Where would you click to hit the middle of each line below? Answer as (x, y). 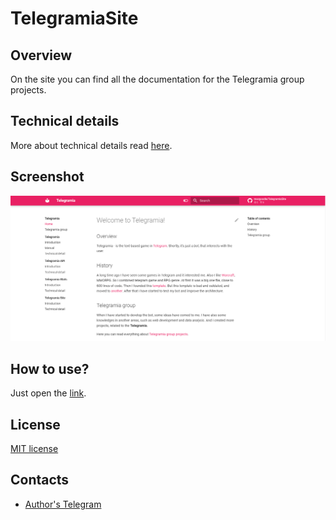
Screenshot (47, 177)
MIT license (34, 449)
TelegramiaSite (74, 18)
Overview (41, 55)
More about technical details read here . (91, 145)
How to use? (50, 368)
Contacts (40, 480)
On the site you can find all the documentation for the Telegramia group (157, 79)
